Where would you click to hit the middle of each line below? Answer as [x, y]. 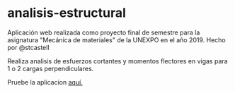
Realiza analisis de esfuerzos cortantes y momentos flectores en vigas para [117, 61]
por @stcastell [28, 47]
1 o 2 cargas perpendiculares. [51, 68]
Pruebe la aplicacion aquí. [45, 82]
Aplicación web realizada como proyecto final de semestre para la [104, 32]
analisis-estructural [67, 13]
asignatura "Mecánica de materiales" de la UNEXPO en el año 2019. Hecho [116, 39]
